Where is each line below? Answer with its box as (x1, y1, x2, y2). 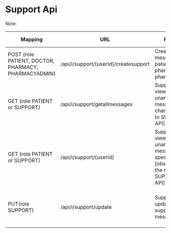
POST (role (8, 51, 35, 58)
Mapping (20, 36, 43, 43)
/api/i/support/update (60, 203, 112, 211)
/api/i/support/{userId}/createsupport (60, 60, 150, 67)
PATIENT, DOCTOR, (8, 57, 55, 64)
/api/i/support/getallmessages (60, 101, 133, 108)
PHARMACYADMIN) (8, 70, 56, 77)
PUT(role (8, 200, 30, 207)
